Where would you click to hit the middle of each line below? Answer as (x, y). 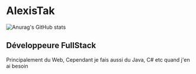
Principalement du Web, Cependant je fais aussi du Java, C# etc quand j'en (98, 59)
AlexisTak (30, 11)
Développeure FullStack (51, 46)
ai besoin (17, 66)
